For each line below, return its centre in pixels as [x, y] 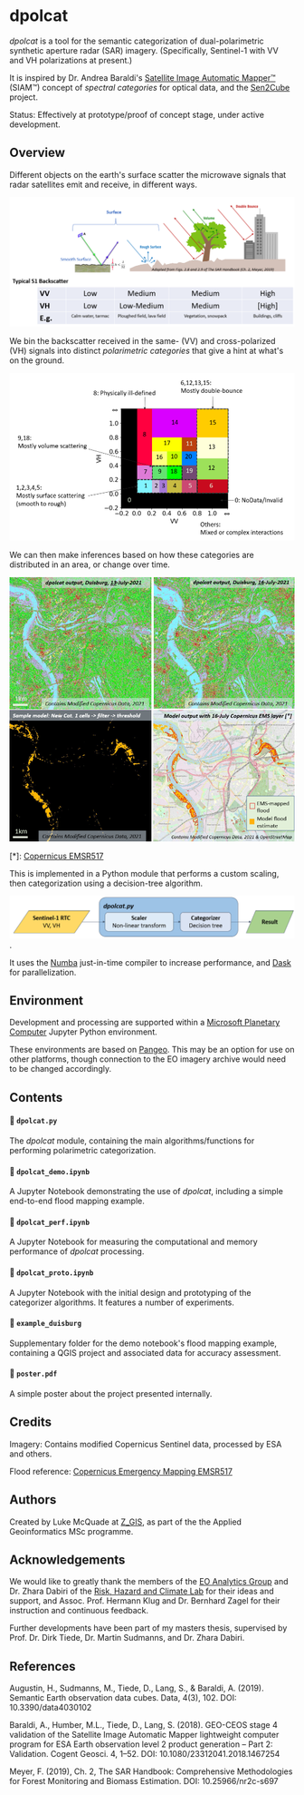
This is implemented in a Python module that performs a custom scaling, [144, 874]
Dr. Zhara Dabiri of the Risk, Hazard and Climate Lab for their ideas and [142, 1591]
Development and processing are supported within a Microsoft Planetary [145, 1023]
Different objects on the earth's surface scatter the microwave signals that [148, 174]
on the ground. [37, 360]
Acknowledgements [67, 1560]
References [43, 1666]
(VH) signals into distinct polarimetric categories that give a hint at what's [147, 350]
